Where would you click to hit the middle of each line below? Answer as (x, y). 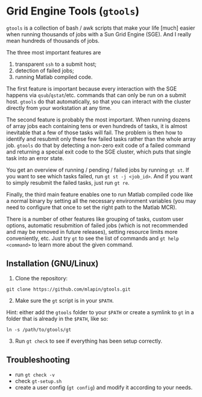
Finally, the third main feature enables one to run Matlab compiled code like (100, 194)
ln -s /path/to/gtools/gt (39, 330)
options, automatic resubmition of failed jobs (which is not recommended (97, 225)
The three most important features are (54, 52)
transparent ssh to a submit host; (56, 64)
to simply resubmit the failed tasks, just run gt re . (68, 182)
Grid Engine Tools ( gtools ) (73, 11)
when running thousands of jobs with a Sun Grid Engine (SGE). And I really (99, 34)
